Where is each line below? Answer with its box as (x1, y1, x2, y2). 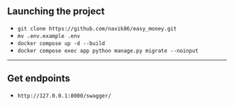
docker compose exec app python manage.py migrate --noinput (17, 47, 199, 54)
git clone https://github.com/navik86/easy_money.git (17, 25, 177, 32)
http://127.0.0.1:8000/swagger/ (17, 92, 111, 99)
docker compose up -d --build (17, 39, 106, 47)
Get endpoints (7, 73, 70, 85)
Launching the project (7, 6, 105, 17)
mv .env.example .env (17, 33, 80, 39)
